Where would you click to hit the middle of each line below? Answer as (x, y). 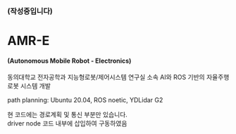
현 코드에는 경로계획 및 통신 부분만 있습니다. (68, 115)
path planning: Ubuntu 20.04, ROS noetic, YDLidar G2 (85, 100)
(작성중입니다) (30, 11)
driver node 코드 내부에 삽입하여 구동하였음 (67, 123)
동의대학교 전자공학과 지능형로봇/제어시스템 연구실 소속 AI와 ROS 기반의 (106, 77)
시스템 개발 (36, 86)
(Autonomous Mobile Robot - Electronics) (69, 61)
